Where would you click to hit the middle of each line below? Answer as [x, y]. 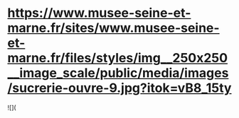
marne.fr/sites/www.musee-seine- [113, 28]
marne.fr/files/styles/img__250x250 [118, 58]
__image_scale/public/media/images [118, 73]
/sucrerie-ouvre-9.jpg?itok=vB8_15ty [119, 88]
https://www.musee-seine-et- [99, 13]
